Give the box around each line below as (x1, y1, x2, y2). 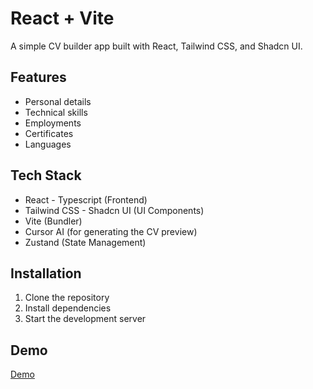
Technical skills (24, 106, 88, 118)
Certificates (24, 127, 74, 139)
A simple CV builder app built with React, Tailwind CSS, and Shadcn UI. (10, 40, 303, 52)
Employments (24, 117, 82, 129)
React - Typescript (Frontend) (24, 193, 148, 206)
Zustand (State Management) (24, 236, 147, 248)
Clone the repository (24, 292, 110, 304)
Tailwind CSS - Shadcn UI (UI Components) (24, 204, 205, 216)
